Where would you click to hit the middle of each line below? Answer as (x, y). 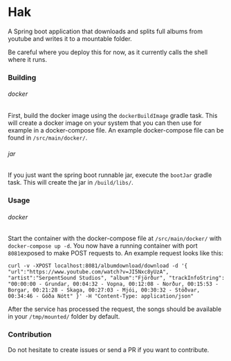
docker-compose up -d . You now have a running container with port (103, 246)
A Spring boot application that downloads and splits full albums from (105, 31)
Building (22, 77)
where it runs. (28, 59)
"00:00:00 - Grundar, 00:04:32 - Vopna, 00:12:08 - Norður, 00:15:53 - (113, 284)
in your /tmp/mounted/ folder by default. (64, 317)
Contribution (30, 335)
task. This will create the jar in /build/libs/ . (71, 183)
